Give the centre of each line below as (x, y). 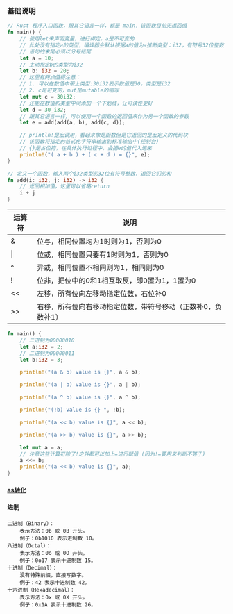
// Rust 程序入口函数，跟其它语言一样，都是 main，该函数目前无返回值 (97, 26)
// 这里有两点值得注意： (50, 78)
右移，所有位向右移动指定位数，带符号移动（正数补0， (126, 307)
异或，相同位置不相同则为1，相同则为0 (101, 267)
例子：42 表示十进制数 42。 (55, 582)
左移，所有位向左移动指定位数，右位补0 (102, 294)
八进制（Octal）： (29, 546)
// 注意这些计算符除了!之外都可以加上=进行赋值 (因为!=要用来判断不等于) (113, 454)
